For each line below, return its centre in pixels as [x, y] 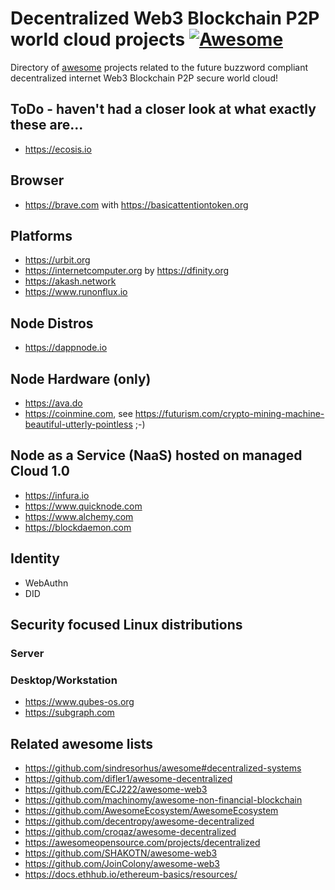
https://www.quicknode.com [83, 506]
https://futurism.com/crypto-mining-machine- [229, 413]
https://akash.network [70, 281]
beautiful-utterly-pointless [78, 424]
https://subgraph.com [69, 713]
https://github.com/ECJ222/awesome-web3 [116, 789]
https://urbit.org [57, 260]
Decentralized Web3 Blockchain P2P [165, 18]
